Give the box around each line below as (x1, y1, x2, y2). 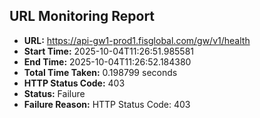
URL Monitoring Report (9, 8, 156, 25)
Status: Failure (23, 87, 86, 99)
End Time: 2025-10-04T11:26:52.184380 (23, 55, 192, 68)
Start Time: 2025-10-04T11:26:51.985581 (23, 45, 195, 57)
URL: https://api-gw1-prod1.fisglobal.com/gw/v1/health (23, 34, 251, 46)
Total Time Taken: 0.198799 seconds (23, 66, 178, 78)
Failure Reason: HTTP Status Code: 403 (23, 98, 191, 110)
